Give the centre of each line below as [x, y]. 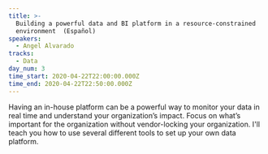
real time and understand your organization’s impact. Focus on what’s [125, 115]
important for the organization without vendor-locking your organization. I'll [134, 124]
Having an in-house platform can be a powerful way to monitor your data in [134, 107]
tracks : [22, 53]
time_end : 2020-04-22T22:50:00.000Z [70, 83]
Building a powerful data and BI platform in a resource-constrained [136, 24]
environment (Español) [56, 31]
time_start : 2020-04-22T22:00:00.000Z [74, 76]
